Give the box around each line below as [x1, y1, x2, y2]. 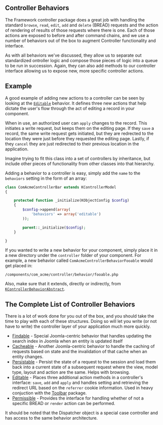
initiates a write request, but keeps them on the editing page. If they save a [5, 125, 154, 131]
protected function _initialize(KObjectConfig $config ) [14, 198, 130, 203]
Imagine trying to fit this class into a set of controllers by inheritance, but [5, 155, 151, 161]
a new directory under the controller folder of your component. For [5, 253, 142, 258]
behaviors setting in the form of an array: [5, 175, 87, 181]
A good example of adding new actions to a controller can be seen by [5, 95, 145, 101]
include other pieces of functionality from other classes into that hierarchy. [5, 161, 155, 167]
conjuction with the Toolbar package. [12, 390, 87, 396]
